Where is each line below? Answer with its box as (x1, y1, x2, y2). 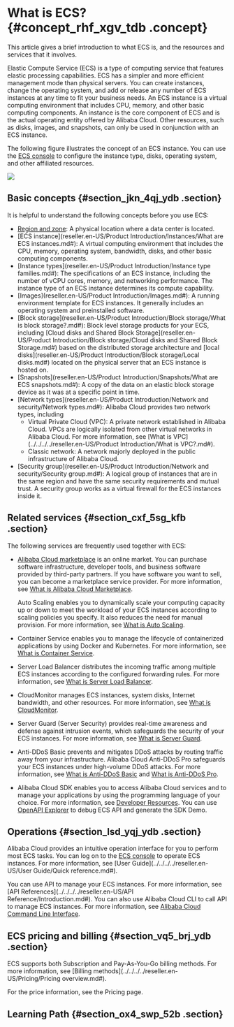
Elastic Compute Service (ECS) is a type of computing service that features (7, 64, 224, 72)
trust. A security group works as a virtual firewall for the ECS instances (17, 484, 221, 493)
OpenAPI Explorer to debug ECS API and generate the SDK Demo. (17, 806, 207, 814)
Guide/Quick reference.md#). (33, 866, 118, 875)
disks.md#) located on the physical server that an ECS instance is (17, 358, 207, 366)
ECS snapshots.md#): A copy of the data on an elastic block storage (17, 380, 214, 388)
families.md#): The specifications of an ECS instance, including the (17, 269, 211, 277)
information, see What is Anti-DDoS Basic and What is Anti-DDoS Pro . (17, 770, 219, 778)
